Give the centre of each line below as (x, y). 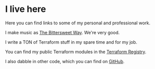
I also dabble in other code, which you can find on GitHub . (65, 61)
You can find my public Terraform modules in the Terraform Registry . (76, 52)
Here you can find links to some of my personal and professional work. (78, 23)
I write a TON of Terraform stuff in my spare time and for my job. (71, 42)
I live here (26, 9)
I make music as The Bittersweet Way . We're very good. (62, 32)
